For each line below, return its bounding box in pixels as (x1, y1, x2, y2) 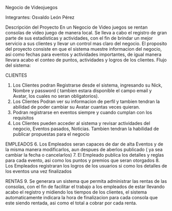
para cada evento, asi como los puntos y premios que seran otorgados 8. (5, 157, 160, 163)
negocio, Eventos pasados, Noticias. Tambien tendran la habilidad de (12, 125, 159, 132)
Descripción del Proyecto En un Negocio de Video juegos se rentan (5, 24, 148, 30)
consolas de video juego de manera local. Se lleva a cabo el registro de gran (5, 30, 167, 35)
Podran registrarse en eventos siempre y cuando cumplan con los (12, 110, 152, 115)
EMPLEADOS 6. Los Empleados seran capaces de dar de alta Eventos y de (5, 141, 163, 147)
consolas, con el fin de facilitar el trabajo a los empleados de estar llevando (5, 184, 165, 189)
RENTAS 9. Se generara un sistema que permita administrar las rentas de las (5, 178, 167, 184)
